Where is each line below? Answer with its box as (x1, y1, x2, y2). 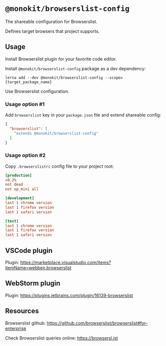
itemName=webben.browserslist (5, 265, 72, 271)
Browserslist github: (5, 320, 46, 326)
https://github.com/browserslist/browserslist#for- (47, 320, 148, 326)
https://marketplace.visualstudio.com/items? (20, 259, 111, 265)
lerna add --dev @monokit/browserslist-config (5, 75, 103, 80)
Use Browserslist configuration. (5, 88, 69, 94)
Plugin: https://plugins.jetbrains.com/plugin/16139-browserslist (5, 292, 133, 298)
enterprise (5, 325, 26, 331)
